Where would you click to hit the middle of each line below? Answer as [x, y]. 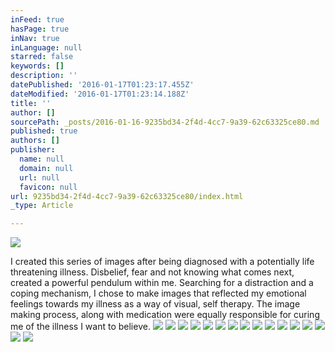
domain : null [46, 168]
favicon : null [48, 187]
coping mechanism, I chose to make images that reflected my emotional [158, 293]
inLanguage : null [46, 47]
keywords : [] [37, 66]
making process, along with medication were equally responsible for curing [165, 315]
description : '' [44, 76]
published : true [44, 131]
